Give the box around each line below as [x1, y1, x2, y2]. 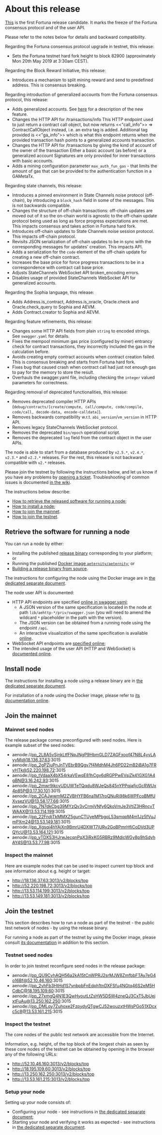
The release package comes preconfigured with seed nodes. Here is [5, 737, 142, 743]
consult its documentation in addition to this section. [5, 940, 109, 945]
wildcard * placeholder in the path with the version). [19, 614, 123, 621]
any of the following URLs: [5, 1051, 58, 1057]
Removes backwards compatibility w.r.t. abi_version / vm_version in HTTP [12, 414, 157, 420]
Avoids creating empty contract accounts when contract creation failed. [12, 354, 156, 359]
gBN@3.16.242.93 [12, 778, 48, 783]
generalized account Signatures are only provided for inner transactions [12, 152, 156, 159]
